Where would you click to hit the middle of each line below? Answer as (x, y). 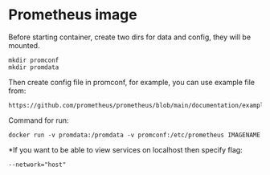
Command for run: (39, 120)
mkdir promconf (34, 60)
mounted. (24, 45)
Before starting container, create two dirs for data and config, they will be (130, 37)
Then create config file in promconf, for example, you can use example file (132, 82)
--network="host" (37, 165)
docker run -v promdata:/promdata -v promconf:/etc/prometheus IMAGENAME (135, 135)
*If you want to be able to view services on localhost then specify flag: (125, 149)
